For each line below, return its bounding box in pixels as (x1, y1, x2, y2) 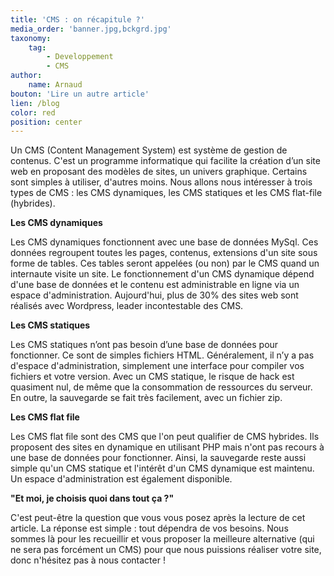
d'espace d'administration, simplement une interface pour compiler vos (10, 360, 305, 372)
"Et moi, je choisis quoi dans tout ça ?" (10, 492, 175, 505)
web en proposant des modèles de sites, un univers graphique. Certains (10, 166, 308, 178)
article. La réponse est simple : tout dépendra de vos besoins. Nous (10, 522, 289, 535)
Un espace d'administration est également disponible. (10, 473, 233, 485)
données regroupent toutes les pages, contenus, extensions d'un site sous (10, 247, 318, 259)
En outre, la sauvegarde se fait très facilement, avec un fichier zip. (10, 392, 283, 404)
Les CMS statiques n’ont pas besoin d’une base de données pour (10, 339, 279, 351)
